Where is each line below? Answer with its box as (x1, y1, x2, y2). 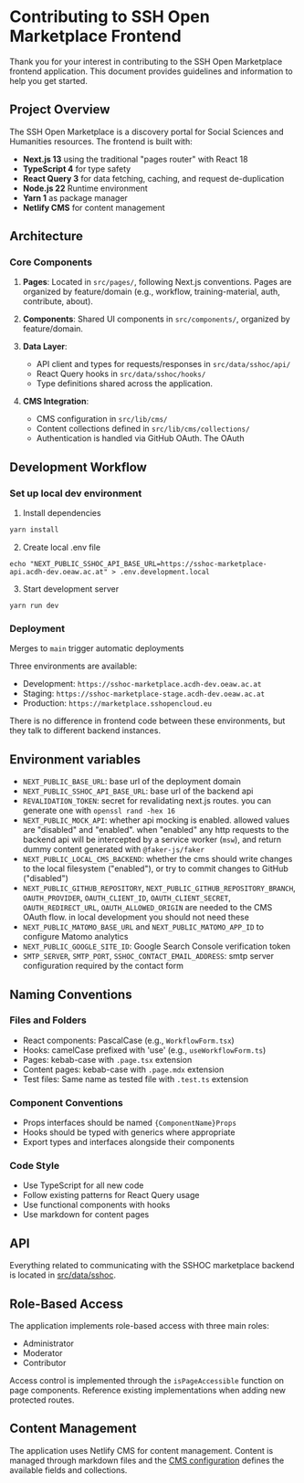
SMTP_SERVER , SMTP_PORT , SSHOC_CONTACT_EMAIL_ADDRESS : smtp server (22, 951, 275, 962)
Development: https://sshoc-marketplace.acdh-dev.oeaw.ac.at (22, 678, 262, 689)
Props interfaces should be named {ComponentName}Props (22, 1117, 237, 1129)
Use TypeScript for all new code (22, 1180, 144, 1191)
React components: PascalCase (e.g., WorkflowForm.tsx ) (22, 1035, 235, 1046)
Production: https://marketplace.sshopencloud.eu (22, 698, 213, 709)
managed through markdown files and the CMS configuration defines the (9, 1455, 285, 1466)
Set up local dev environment (9, 487, 142, 500)
